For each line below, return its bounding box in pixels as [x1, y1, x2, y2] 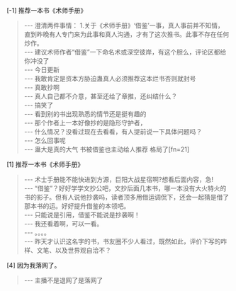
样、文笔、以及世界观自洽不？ [23, 246, 111, 254]
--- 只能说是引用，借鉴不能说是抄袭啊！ [23, 211, 141, 219]
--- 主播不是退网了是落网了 [23, 276, 103, 285]
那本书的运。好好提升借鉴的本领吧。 [23, 202, 130, 210]
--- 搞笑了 [23, 101, 54, 109]
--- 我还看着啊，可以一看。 [23, 219, 103, 228]
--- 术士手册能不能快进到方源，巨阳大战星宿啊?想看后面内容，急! [23, 176, 214, 183]
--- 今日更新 [23, 66, 60, 74]
